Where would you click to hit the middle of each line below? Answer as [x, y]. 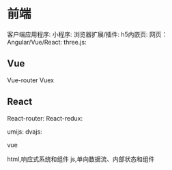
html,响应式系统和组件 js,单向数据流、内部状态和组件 [81, 159]
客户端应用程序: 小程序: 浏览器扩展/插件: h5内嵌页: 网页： [87, 34]
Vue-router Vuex [31, 80]
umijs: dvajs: [25, 132]
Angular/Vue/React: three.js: [47, 42]
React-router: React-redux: [45, 118]
